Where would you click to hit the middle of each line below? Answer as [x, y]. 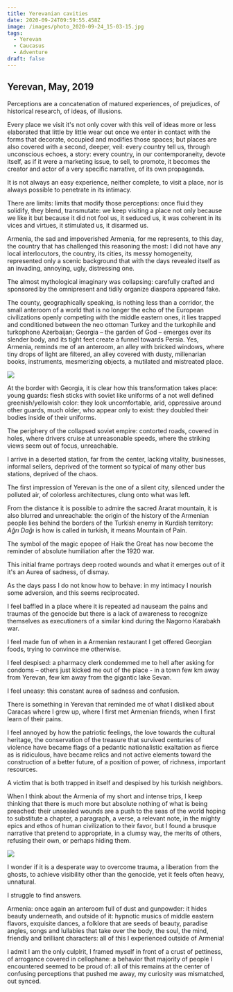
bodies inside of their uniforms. [52, 417]
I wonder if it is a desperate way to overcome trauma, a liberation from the [113, 867]
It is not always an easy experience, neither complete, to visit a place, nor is [115, 182]
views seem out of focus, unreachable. [63, 446]
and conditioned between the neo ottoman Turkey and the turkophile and [112, 324]
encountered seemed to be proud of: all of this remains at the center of [109, 966]
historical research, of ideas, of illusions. [65, 111]
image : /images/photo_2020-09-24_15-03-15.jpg [76, 26]
